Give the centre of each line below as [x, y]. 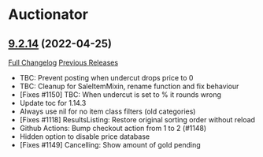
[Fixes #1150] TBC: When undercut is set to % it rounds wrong [120, 95]
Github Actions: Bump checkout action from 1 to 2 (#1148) [113, 128]
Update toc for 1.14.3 [53, 103]
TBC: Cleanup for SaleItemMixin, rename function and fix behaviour [129, 86]
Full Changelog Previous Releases [63, 62]
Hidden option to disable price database [85, 136]
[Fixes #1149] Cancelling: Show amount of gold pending [110, 145]
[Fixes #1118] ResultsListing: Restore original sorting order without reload [137, 120]
